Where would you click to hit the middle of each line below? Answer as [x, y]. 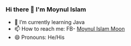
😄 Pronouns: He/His [39, 37]
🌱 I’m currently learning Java [49, 22]
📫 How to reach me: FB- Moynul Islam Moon [69, 29]
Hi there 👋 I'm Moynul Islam [46, 9]
